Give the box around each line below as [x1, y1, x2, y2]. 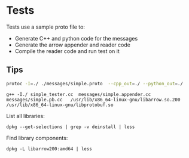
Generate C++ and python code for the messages [14, 35, 138, 42]
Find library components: [6, 134, 68, 141]
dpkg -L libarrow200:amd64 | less [6, 145, 93, 152]
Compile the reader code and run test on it [14, 47, 120, 54]
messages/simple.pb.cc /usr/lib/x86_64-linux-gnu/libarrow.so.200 [6, 97, 181, 103]
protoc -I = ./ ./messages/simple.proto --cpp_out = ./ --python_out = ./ [6, 80, 184, 86]
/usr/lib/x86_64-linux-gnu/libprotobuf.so [6, 102, 114, 108]
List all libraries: [6, 112, 45, 119]
